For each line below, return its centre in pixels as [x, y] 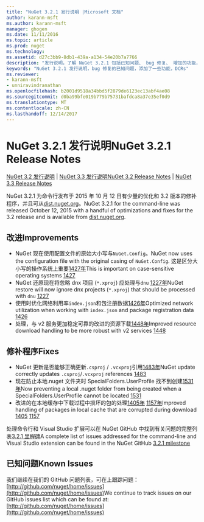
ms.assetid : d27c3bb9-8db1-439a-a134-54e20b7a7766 [72, 57]
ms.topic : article [30, 40]
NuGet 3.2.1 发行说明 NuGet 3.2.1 [89, 146]
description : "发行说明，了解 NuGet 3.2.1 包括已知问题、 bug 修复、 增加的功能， [104, 63]
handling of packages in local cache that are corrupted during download [106, 409]
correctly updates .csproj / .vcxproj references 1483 [81, 374]
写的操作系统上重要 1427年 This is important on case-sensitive [97, 269]
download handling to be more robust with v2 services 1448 [90, 331]
